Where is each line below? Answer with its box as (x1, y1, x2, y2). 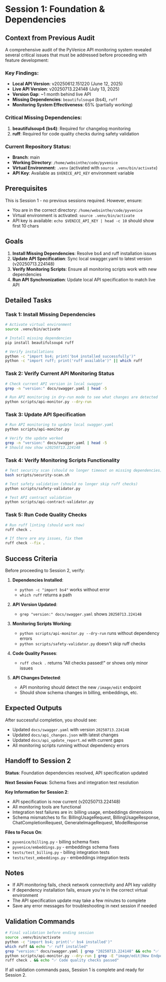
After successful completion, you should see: (5, 717, 97, 723)
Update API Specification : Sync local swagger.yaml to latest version (12, 256, 152, 262)
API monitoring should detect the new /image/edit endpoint (19, 684, 142, 690)
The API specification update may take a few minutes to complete (12, 897, 146, 903)
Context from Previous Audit (5, 34, 95, 42)
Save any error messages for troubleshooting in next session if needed (12, 903, 157, 909)
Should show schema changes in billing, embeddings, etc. (19, 689, 138, 695)
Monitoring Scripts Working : (12, 621, 72, 626)
